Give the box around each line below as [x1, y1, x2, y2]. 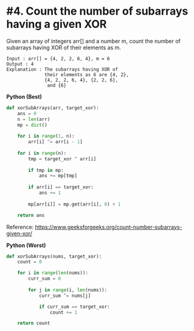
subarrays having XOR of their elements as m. [6, 44, 122, 51]
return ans [17, 212, 45, 218]
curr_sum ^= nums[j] [38, 293, 91, 299]
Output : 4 [6, 61, 34, 67]
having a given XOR [6, 17, 107, 31]
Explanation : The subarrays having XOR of [6, 66, 119, 73]
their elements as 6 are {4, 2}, [44, 71, 130, 77]
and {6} [47, 82, 67, 88]
